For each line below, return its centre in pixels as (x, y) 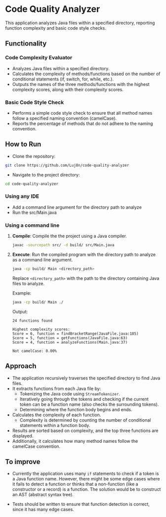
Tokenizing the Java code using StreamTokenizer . (70, 393)
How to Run (23, 144)
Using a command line (32, 225)
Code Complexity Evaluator (39, 58)
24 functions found (32, 321)
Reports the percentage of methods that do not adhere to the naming (83, 123)
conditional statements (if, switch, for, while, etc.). (63, 79)
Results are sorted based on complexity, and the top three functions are (85, 431)
